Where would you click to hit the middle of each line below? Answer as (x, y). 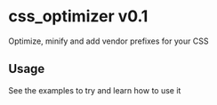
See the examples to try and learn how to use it (95, 90)
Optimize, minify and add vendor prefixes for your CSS (108, 41)
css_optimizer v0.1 (78, 16)
